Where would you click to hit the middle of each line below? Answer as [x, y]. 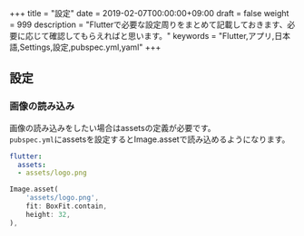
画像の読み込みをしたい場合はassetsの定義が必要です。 [113, 127]
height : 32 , [48, 214]
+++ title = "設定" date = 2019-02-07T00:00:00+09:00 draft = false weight [149, 13]
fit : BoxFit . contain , [66, 206]
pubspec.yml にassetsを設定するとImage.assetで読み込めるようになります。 [150, 139]
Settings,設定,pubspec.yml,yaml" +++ [90, 47]
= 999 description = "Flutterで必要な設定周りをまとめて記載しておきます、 [148, 24]
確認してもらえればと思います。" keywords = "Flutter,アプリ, [162, 36]
